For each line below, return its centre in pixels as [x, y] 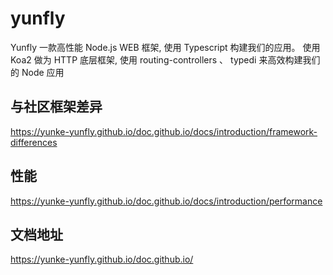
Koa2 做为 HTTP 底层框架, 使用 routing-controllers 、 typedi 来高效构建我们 [165, 59]
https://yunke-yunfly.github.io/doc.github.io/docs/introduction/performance [166, 201]
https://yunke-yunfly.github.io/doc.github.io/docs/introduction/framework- [164, 131]
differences [34, 142]
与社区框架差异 [56, 107]
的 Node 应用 [37, 72]
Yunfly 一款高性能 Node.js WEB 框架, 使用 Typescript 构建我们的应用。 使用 [165, 47]
